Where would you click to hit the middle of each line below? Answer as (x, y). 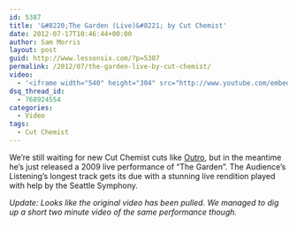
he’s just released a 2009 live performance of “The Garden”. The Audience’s (148, 166)
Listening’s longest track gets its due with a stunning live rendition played (142, 176)
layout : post (33, 50)
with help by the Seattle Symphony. (74, 185)
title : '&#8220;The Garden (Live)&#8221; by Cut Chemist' (118, 26)
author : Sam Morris (45, 42)
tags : (19, 124)
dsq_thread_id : (37, 91)
